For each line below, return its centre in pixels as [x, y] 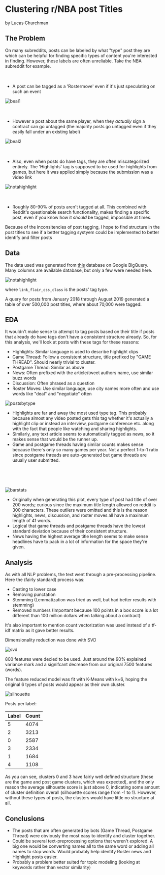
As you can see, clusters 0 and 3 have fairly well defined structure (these [79, 777]
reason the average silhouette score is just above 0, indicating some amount [82, 787]
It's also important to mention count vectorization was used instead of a [78, 625]
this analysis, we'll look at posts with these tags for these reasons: [72, 342]
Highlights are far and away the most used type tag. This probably [79, 413]
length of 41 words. [32, 521]
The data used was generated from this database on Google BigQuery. [77, 265]
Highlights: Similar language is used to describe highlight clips [75, 352]
